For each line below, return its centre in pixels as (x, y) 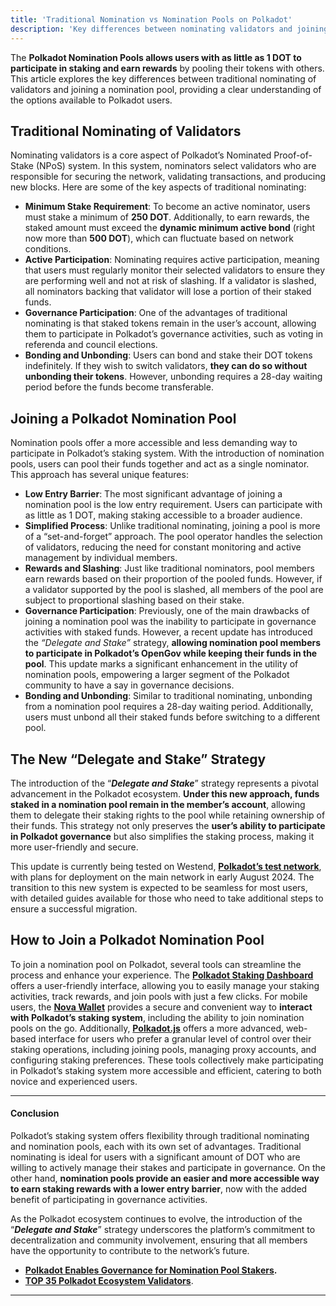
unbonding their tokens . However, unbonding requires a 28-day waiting (173, 377)
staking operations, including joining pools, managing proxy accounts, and (163, 1049)
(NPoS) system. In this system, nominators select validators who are (176, 166)
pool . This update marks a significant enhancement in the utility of (161, 664)
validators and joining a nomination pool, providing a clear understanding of (166, 89)
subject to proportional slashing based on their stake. (134, 600)
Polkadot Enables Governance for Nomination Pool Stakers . (151, 1270)
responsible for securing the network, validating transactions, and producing (168, 177)
